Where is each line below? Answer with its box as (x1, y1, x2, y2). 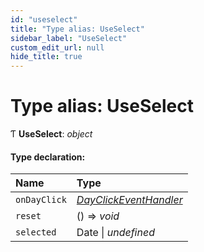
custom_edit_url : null (10, 42, 105, 53)
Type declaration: (10, 151, 86, 163)
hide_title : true (10, 52, 83, 62)
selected (15, 227, 57, 238)
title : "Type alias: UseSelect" (10, 24, 145, 34)
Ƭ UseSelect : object (10, 128, 93, 140)
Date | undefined (76, 226, 155, 240)
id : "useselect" (10, 14, 78, 25)
